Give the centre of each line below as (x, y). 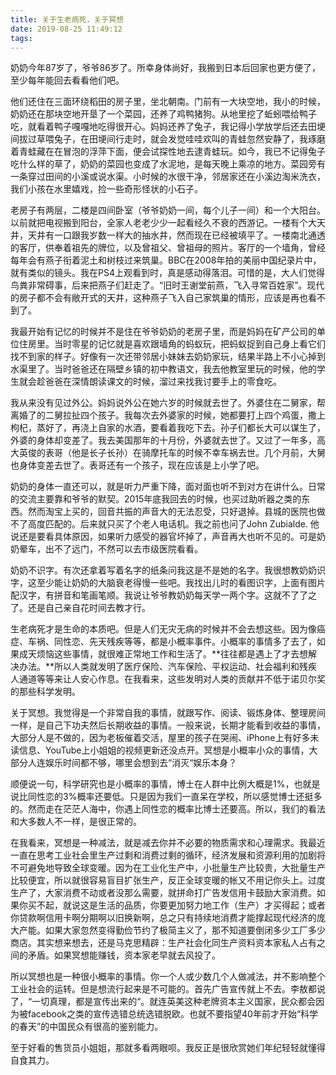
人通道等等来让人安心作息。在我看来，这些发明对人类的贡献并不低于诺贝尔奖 (168, 679)
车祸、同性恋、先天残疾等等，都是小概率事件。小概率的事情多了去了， (172, 642)
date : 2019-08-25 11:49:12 (66, 29)
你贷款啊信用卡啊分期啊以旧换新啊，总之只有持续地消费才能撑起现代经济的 (163, 918)
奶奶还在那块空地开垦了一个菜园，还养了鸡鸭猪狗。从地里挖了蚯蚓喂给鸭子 (163, 114)
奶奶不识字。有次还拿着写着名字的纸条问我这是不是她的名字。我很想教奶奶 (163, 570)
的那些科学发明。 (45, 692)
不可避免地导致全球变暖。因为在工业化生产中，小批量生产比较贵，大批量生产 (168, 868)
